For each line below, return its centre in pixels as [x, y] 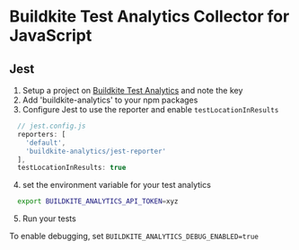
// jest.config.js [52, 126]
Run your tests [49, 219]
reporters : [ [42, 134]
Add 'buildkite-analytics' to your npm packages [110, 100]
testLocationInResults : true [72, 168]
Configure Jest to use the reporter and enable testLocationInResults [150, 109]
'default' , [46, 143]
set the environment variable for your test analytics [116, 185]
